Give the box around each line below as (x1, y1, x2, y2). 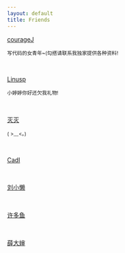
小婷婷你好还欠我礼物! (7, 90, 59, 96)
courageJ (7, 35, 34, 43)
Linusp (7, 75, 26, 83)
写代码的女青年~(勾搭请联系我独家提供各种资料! (7, 49, 119, 57)
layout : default (7, 10, 53, 17)
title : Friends (7, 16, 51, 23)
